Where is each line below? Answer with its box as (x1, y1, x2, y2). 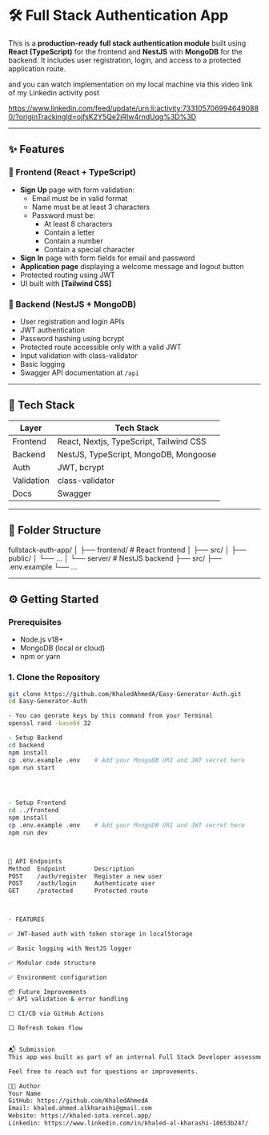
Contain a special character (43, 244, 135, 254)
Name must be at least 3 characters (31, 202, 151, 211)
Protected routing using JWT (19, 270, 116, 280)
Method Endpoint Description (8, 864, 134, 873)
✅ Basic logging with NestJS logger (8, 944, 132, 952)
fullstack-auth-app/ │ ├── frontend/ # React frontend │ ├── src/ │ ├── (8, 545, 247, 554)
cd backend (8, 741, 45, 749)
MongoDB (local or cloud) (19, 643, 106, 653)
